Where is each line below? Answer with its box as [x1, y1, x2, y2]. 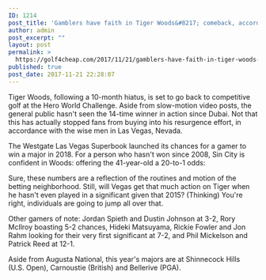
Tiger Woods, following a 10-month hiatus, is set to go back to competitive [8, 92, 251, 101]
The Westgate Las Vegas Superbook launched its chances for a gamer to [8, 141, 247, 150]
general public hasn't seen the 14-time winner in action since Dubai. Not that [8, 108, 258, 119]
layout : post [8, 41, 51, 49]
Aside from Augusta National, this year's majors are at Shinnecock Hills [8, 254, 241, 263]
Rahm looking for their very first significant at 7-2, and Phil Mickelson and [8, 230, 248, 240]
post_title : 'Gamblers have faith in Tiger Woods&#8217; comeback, [8, 19, 236, 27]
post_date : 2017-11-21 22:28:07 [8, 70, 115, 78]
